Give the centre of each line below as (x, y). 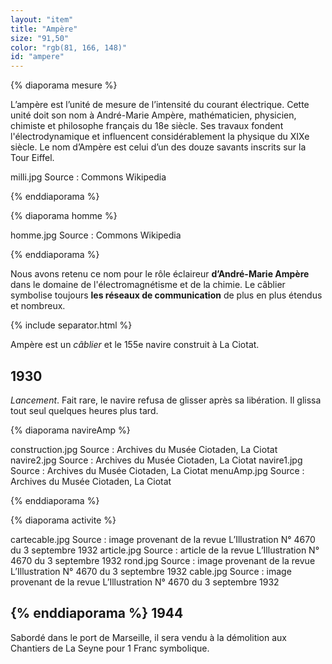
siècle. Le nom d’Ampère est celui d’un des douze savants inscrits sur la (158, 147)
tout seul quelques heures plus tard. (84, 410)
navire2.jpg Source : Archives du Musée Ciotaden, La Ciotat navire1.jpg (156, 460)
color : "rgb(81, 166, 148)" (69, 47)
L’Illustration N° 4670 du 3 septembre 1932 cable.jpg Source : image (151, 571)
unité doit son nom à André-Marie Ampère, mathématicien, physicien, (153, 115)
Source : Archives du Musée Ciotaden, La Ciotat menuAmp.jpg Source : (157, 470)
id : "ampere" (37, 57)
